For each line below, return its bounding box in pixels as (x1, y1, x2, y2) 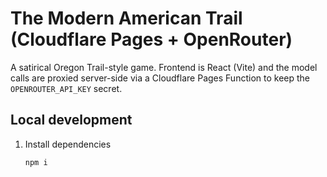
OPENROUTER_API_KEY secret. (10, 82, 123, 94)
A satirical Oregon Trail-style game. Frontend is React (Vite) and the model (10, 61, 318, 73)
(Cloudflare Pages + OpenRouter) (10, 28, 293, 51)
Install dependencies (24, 138, 112, 150)
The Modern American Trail (10, 7, 243, 30)
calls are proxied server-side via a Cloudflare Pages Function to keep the (10, 72, 310, 84)
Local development (10, 112, 133, 129)
